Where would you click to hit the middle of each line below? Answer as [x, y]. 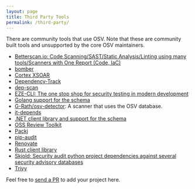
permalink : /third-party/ [37, 22]
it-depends [28, 112]
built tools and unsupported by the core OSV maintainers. [75, 45]
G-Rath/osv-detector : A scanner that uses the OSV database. [88, 106]
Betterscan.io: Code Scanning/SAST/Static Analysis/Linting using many [100, 57]
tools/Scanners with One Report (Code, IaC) [68, 63]
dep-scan [26, 88]
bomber [24, 69]
